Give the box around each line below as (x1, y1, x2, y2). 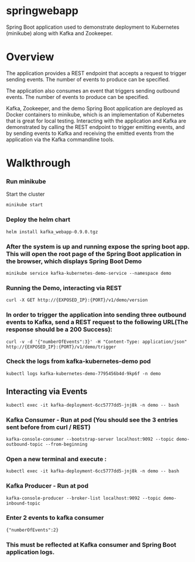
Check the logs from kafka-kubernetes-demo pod (6, 357, 151, 366)
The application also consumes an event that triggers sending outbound (6, 87, 180, 94)
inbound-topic (6, 500, 41, 506)
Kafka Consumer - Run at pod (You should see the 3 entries (6, 415, 179, 424)
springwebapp (6, 4, 79, 18)
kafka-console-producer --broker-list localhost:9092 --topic (6, 495, 161, 501)
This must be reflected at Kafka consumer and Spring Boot (6, 540, 177, 549)
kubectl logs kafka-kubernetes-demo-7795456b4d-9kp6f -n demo (6, 370, 161, 376)
